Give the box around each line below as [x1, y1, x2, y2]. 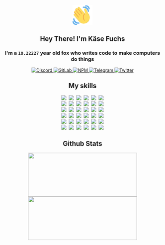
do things [71, 56, 94, 63]
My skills [68, 82, 97, 90]
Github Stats [63, 139, 102, 148]
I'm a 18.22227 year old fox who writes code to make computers [4, 50, 161, 57]
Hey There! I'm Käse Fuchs [40, 35, 125, 43]
